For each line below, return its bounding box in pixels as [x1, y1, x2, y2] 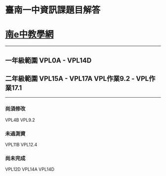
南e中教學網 [5, 29, 54, 40]
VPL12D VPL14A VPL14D [5, 166, 55, 173]
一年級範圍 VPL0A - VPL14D [5, 56, 92, 65]
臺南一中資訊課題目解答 [5, 4, 101, 16]
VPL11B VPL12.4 [5, 141, 38, 147]
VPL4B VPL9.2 [5, 117, 36, 123]
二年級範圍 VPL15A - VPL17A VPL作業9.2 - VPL [5, 74, 149, 83]
